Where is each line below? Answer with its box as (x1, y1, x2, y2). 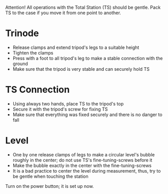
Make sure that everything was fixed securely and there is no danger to (12, 112, 163, 118)
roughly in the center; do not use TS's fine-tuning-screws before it (12, 157, 153, 163)
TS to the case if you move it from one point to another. (5, 10, 121, 16)
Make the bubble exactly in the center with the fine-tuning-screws (12, 162, 152, 169)
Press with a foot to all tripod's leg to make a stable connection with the (12, 55, 163, 61)
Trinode (5, 27, 39, 39)
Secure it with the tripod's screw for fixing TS (12, 106, 108, 112)
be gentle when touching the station (12, 173, 89, 179)
